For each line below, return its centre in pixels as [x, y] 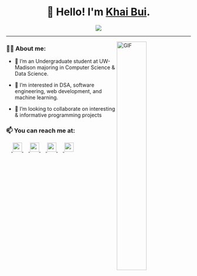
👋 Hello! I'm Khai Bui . [98, 12]
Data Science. [31, 74]
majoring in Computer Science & [76, 67]
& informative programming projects [58, 115]
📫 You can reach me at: [40, 131]
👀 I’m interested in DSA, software [55, 85]
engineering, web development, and [58, 91]
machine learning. [36, 98]
